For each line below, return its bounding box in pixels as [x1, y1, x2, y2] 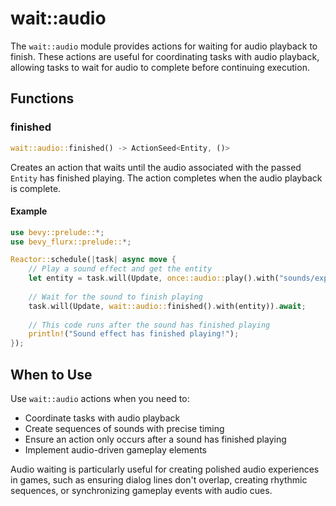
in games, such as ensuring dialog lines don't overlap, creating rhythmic [10, 474, 308, 486]
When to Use [10, 366, 93, 383]
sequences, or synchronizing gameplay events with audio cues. [10, 485, 273, 497]
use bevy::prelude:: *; [10, 227, 105, 237]
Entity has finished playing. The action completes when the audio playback [10, 172, 323, 184]
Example [10, 205, 48, 217]
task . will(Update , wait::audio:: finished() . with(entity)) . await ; [28, 301, 307, 311]
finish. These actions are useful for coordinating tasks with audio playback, [10, 50, 320, 62]
